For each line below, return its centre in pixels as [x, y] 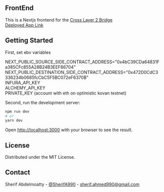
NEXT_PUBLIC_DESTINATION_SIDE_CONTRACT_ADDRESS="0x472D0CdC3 [82, 72]
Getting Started [29, 40]
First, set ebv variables [28, 52]
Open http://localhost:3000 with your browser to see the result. [69, 130]
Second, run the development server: [43, 102]
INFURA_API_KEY [23, 82]
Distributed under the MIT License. [40, 157]
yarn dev [14, 120]
